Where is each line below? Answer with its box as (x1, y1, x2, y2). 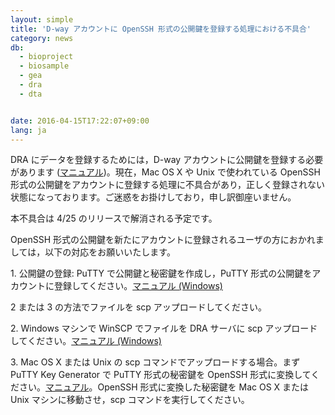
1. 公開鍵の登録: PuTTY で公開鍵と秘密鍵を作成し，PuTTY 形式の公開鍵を (10, 267, 313, 280)
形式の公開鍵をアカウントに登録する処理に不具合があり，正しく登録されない (10, 179, 326, 191)
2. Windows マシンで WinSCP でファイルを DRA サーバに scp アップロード (10, 322, 318, 335)
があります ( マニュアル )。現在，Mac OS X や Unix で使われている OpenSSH (10, 166, 321, 178)
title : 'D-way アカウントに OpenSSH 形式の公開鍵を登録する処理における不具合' (10, 24, 312, 34)
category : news (10, 33, 74, 43)
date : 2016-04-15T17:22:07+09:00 (10, 116, 150, 126)
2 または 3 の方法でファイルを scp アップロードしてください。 (10, 301, 267, 313)
